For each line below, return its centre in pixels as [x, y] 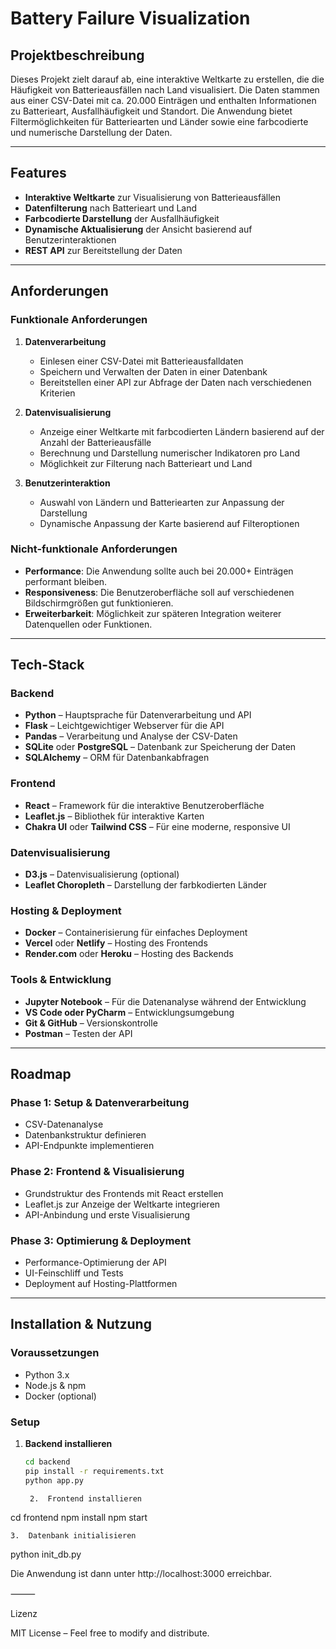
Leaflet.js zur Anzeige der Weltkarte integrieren [122, 1204]
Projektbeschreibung [77, 55]
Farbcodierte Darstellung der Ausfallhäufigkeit [122, 218]
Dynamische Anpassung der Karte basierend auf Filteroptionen [169, 523]
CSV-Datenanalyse [64, 1124]
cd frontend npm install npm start [79, 1518]
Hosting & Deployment [66, 910]
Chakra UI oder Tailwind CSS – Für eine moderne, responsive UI [157, 826]
